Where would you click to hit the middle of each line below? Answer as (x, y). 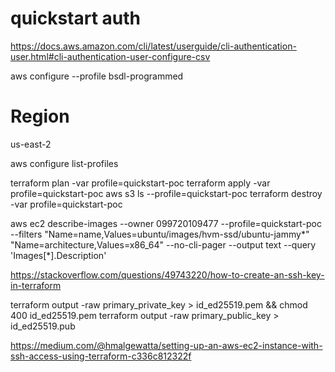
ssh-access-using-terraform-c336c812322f (101, 356)
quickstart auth (75, 18)
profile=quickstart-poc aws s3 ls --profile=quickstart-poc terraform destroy (166, 193)
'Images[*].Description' (58, 255)
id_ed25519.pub (43, 326)
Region (40, 116)
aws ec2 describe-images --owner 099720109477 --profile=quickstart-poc (166, 223)
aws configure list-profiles (64, 163)
